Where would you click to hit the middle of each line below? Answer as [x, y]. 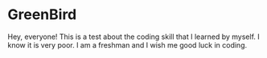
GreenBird [42, 15]
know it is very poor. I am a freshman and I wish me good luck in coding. [127, 44]
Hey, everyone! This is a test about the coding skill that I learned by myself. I [134, 37]
